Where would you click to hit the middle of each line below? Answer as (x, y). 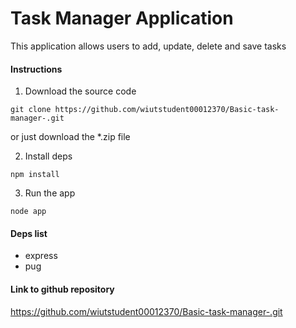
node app (28, 212)
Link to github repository (62, 289)
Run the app (50, 193)
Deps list (29, 233)
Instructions (36, 69)
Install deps (48, 156)
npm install (35, 175)
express (41, 256)
